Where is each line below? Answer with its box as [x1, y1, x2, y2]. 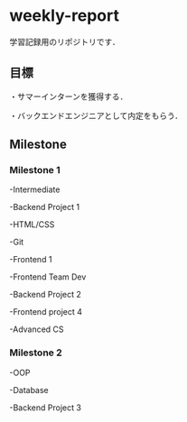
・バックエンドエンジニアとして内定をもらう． [9, 110, 183, 121]
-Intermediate [9, 184, 61, 195]
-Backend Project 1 [9, 202, 79, 213]
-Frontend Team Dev [9, 271, 87, 282]
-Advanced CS [9, 324, 65, 335]
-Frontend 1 [9, 254, 52, 265]
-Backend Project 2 [9, 289, 81, 300]
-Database [9, 384, 50, 395]
